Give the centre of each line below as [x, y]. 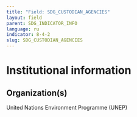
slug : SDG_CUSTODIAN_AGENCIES [45, 40]
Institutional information [69, 70]
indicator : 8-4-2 [28, 35]
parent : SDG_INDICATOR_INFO [42, 23]
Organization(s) [37, 93]
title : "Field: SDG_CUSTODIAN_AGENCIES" [58, 12]
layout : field [24, 18]
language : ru [23, 29]
